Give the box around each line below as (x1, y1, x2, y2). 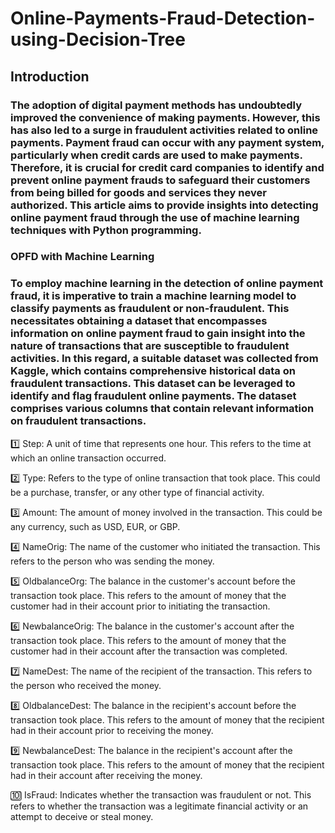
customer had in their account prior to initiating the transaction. (10, 600, 271, 612)
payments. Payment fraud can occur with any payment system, (10, 135, 325, 149)
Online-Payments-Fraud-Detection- (10, 7, 316, 30)
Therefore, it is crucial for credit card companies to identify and (10, 160, 325, 174)
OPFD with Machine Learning (10, 250, 155, 264)
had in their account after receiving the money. (10, 769, 203, 781)
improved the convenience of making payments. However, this (10, 110, 321, 124)
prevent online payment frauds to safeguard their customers (10, 173, 311, 187)
